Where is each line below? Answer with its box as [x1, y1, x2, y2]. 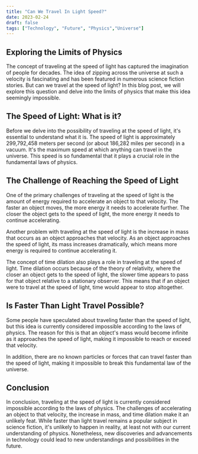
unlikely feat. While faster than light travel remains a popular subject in [6, 417, 177, 424]
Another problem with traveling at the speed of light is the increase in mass [6, 228, 189, 235]
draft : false [6, 20, 38, 25]
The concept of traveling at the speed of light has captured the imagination [6, 63, 189, 70]
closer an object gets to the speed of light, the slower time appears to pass [6, 271, 189, 278]
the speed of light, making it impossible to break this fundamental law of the [6, 359, 191, 366]
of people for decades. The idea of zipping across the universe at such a [6, 69, 183, 76]
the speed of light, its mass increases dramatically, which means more [6, 240, 177, 247]
